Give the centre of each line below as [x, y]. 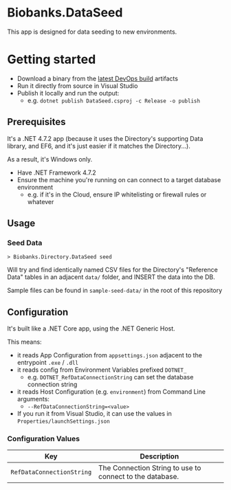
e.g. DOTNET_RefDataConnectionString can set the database [110, 377]
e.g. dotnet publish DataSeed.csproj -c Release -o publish [114, 100]
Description [159, 456]
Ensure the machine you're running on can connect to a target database [119, 179]
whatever [41, 201]
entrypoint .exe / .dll [48, 363]
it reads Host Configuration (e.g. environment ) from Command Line [111, 392]
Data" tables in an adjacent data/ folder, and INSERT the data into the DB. [111, 277]
